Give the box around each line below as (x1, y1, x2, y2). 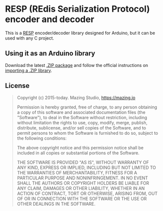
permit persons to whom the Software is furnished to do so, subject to (17, 130, 159, 136)
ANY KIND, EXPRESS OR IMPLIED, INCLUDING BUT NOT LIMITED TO (17, 165, 156, 170)
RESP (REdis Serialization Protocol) (5, 3, 150, 15)
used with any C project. (5, 35, 55, 41)
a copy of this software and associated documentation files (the (17, 109, 145, 115)
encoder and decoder (5, 14, 94, 25)
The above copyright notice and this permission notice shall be (17, 145, 144, 150)
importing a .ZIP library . (5, 67, 52, 73)
